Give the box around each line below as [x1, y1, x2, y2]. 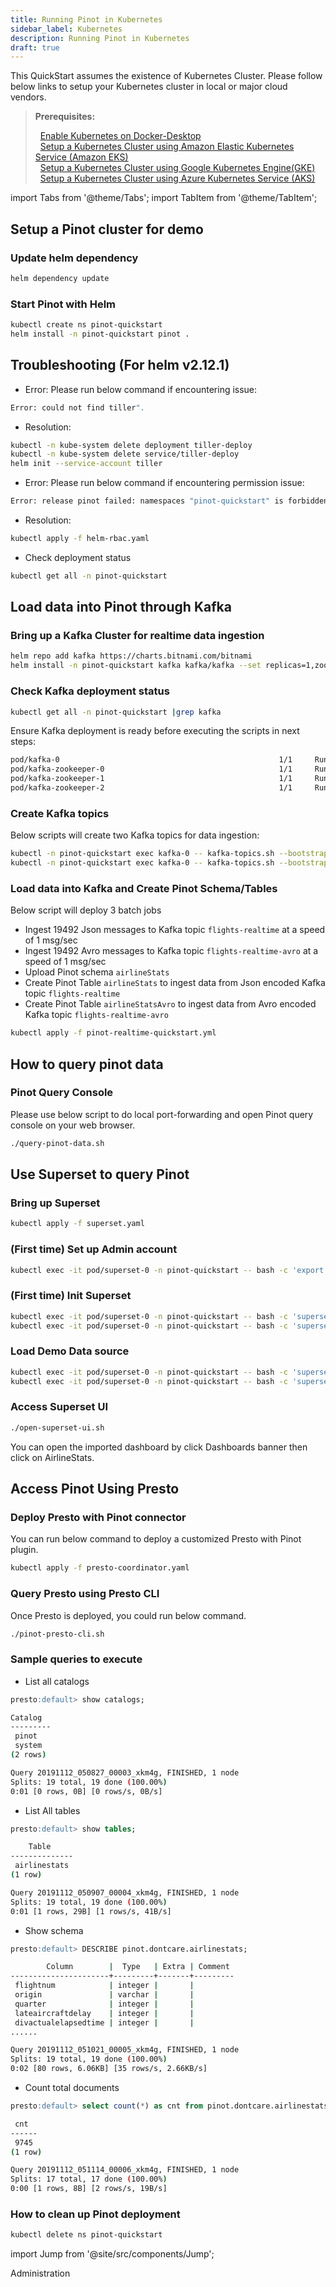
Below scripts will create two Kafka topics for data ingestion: [10, 829, 260, 841]
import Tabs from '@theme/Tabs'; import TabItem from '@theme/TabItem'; [10, 192, 318, 204]
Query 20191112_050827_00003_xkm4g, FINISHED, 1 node [10, 1767, 240, 1778]
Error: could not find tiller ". [10, 402, 145, 413]
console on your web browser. [10, 1119, 136, 1131]
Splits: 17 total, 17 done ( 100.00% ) [10, 2174, 168, 2185]
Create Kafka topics [10, 806, 110, 820]
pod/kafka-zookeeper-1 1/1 [10, 774, 293, 784]
